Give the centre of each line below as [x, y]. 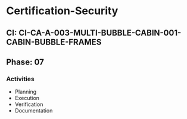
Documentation [34, 111]
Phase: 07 [25, 62]
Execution [27, 98]
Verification [29, 104]
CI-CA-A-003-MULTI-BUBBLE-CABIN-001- [100, 33]
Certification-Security [62, 11]
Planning [26, 92]
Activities [20, 79]
